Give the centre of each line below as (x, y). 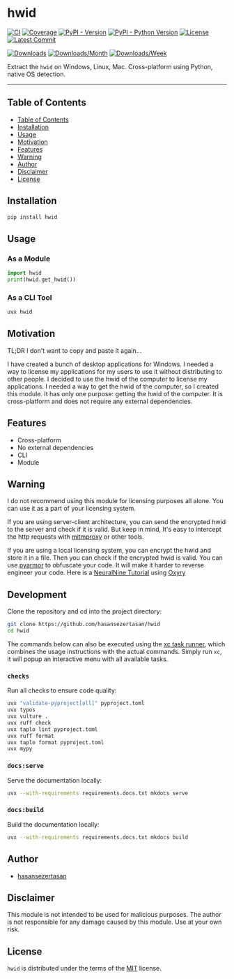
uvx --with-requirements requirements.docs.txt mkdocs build (98, 837)
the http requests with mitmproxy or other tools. (76, 537)
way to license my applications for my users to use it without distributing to (115, 371)
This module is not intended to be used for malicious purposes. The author (114, 915)
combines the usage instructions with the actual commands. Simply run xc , (115, 652)
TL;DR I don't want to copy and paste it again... (75, 350)
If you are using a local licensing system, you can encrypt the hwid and (109, 551)
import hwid (24, 273)
